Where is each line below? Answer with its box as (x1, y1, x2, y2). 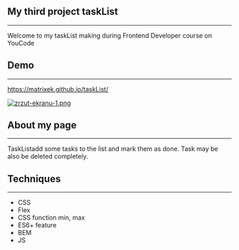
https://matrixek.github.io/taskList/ (7, 85, 109, 93)
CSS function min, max (17, 213, 85, 222)
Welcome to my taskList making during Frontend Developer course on (7, 31, 212, 40)
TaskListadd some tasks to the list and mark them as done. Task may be (7, 145, 218, 153)
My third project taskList (7, 6, 119, 18)
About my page (7, 119, 77, 131)
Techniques (7, 173, 61, 185)
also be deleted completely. (7, 152, 89, 161)
